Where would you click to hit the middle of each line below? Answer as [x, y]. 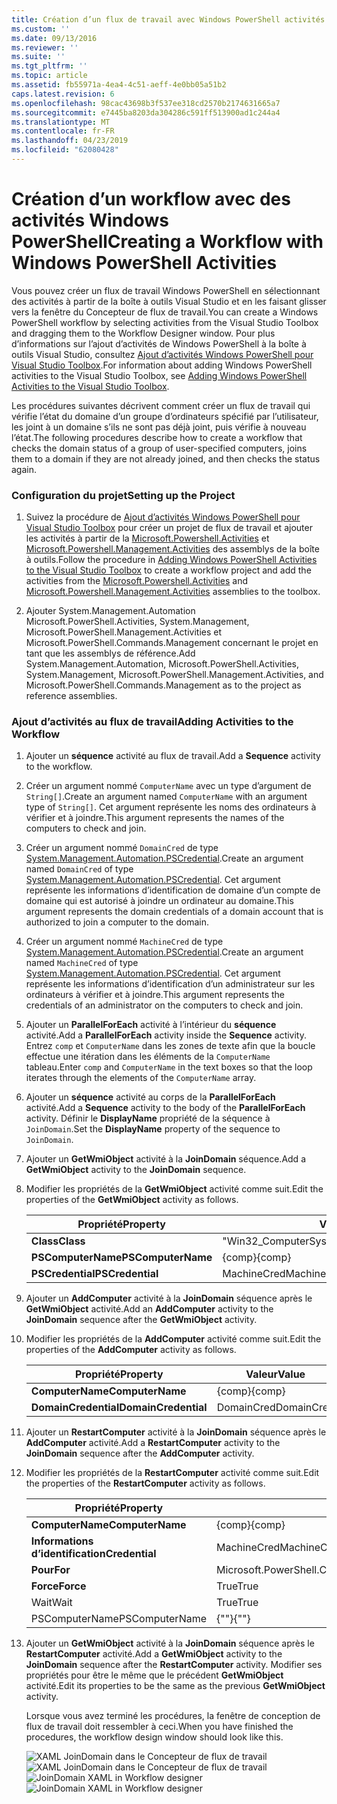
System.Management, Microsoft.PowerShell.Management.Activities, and [174, 675]
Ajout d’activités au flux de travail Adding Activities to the [152, 722]
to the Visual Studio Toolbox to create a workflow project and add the [168, 570]
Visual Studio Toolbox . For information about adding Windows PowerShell [162, 365]
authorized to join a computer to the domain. [117, 922]
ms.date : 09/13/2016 [54, 38]
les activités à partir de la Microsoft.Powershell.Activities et [147, 538]
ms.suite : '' [38, 57]
